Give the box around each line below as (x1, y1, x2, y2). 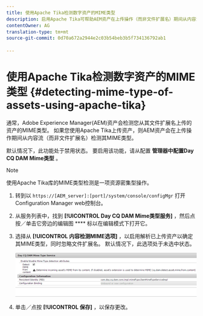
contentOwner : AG (6, 22, 50, 28)
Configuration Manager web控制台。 (14, 199, 107, 206)
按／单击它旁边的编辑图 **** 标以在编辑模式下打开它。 (14, 220, 151, 227)
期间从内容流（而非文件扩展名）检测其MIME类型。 (11, 134, 137, 141)
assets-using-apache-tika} (6, 98, 146, 112)
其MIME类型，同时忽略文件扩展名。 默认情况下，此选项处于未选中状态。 (14, 240, 195, 247)
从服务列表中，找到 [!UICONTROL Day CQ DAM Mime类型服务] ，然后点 (14, 212, 196, 220)
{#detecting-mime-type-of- (30, 85, 173, 99)
